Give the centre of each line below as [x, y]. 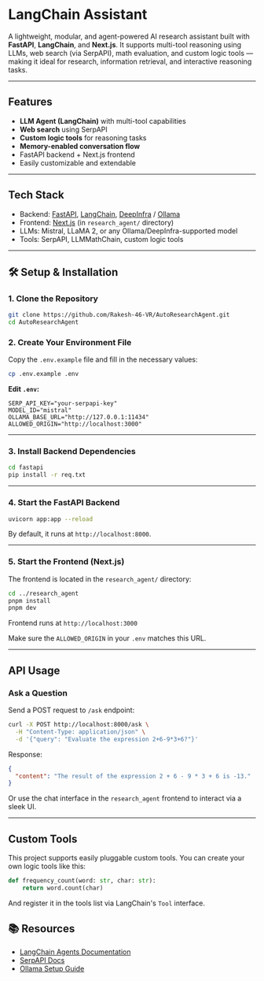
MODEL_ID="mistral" [40, 411]
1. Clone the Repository [53, 299]
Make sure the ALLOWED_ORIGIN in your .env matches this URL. [107, 638]
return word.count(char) [63, 888]
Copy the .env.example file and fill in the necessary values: [103, 359]
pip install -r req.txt [47, 475]
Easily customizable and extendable [77, 162]
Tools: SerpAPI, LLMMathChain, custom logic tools [101, 239]
